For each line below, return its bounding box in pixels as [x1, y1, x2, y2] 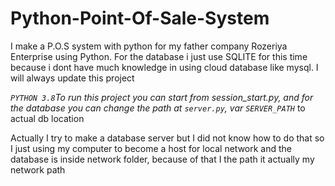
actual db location [10, 112, 85, 124]
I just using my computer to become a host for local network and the [10, 142, 293, 154]
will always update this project [10, 72, 135, 84]
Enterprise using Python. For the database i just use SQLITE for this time [10, 50, 308, 62]
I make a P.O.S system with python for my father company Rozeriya [10, 40, 288, 52]
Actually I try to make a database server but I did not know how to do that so [10, 132, 325, 144]
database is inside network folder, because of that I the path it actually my [10, 153, 315, 165]
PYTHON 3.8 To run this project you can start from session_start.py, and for [10, 91, 314, 103]
